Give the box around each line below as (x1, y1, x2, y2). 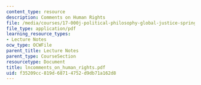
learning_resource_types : (6, 31, 71, 37)
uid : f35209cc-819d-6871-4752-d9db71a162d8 (6, 70, 117, 76)
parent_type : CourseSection (6, 53, 77, 59)
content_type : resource (6, 8, 66, 15)
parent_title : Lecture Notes (6, 48, 79, 54)
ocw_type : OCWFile (6, 42, 52, 48)
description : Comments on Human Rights (6, 14, 106, 20)
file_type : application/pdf (6, 25, 77, 32)
